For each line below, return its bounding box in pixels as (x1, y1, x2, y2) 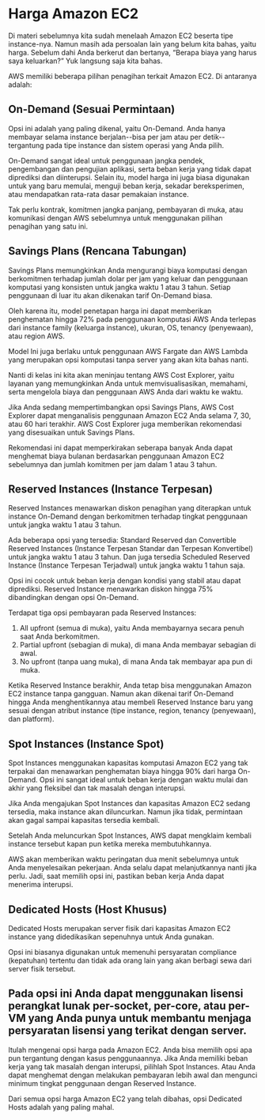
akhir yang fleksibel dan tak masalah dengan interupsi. (8, 783, 186, 793)
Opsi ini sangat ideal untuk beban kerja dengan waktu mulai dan (39, 775, 248, 785)
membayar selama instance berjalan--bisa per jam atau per (8, 132, 202, 141)
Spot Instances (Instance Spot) (8, 737, 165, 751)
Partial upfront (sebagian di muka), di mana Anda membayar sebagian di (19, 640, 256, 650)
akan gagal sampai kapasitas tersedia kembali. (8, 816, 161, 825)
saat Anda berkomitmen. (19, 632, 100, 641)
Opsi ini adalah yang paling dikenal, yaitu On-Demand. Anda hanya (8, 123, 225, 133)
